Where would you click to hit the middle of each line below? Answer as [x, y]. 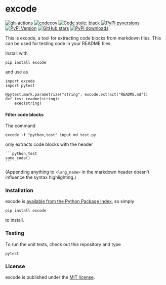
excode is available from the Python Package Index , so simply [70, 201]
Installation [19, 190]
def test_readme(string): [32, 99]
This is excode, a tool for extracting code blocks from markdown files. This [83, 38]
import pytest [20, 86]
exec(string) [28, 103]
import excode [20, 81]
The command [20, 126]
